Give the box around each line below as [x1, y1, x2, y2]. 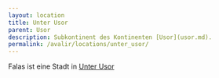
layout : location [8, 11, 65, 19]
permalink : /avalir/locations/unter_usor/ [8, 41, 149, 48]
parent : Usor [8, 26, 51, 34]
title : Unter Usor [8, 19, 68, 27]
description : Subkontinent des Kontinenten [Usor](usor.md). [8, 33, 213, 41]
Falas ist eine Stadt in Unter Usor [8, 62, 115, 71]
